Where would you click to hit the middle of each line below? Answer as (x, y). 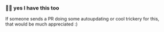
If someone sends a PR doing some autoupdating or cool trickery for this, (82, 19)
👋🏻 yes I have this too (32, 8)
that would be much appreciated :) (42, 24)
